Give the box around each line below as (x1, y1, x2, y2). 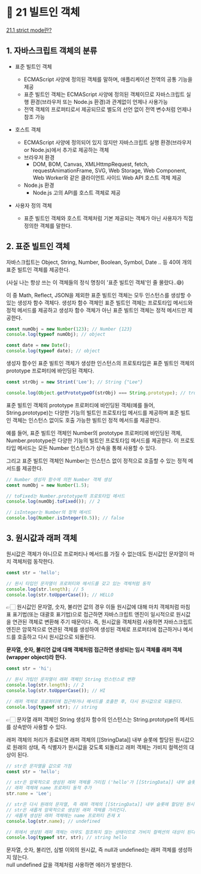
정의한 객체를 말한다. (23, 222, 72, 229)
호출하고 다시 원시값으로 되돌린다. (17, 633, 96, 640)
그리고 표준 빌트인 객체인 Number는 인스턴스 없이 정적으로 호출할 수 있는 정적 (6, 457, 187, 464)
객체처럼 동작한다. (12, 557, 54, 565)
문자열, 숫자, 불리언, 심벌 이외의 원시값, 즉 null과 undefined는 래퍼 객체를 (6, 846, 176, 854)
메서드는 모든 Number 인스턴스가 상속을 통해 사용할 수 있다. (17, 444, 157, 451)
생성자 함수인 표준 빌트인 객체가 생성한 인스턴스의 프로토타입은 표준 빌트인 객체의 (6, 360, 195, 367)
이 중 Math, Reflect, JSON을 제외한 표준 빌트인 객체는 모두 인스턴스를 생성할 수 (6, 291, 192, 299)
